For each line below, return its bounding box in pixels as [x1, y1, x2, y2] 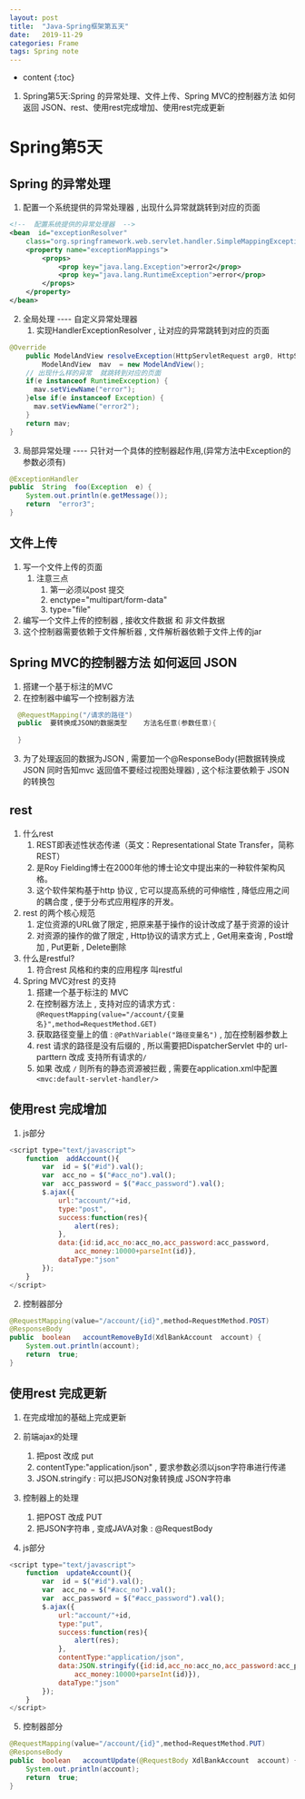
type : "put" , [57, 1619, 103, 1628]
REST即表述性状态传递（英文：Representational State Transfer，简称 [35, 839, 295, 850]
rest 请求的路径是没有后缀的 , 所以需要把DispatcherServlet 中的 [35, 1040, 272, 1051]
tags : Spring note [9, 47, 79, 56]
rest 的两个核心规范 [22, 907, 95, 918]
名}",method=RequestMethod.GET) [35, 1019, 157, 1028]
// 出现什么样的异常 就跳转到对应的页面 [25, 369, 162, 378]
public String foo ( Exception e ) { [9, 483, 152, 492]
